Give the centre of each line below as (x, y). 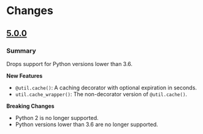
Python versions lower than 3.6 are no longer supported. (86, 124)
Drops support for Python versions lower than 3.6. (70, 64)
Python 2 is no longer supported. (57, 117)
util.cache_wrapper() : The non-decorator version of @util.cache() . (101, 94)
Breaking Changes (30, 106)
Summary (21, 51)
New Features (25, 76)
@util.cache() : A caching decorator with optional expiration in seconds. (106, 87)
